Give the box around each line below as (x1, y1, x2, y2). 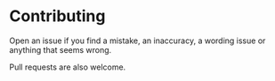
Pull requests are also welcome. (9, 62, 126, 72)
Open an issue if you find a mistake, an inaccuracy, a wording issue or (9, 35, 266, 46)
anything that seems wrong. (9, 44, 112, 55)
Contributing (9, 6, 106, 26)
